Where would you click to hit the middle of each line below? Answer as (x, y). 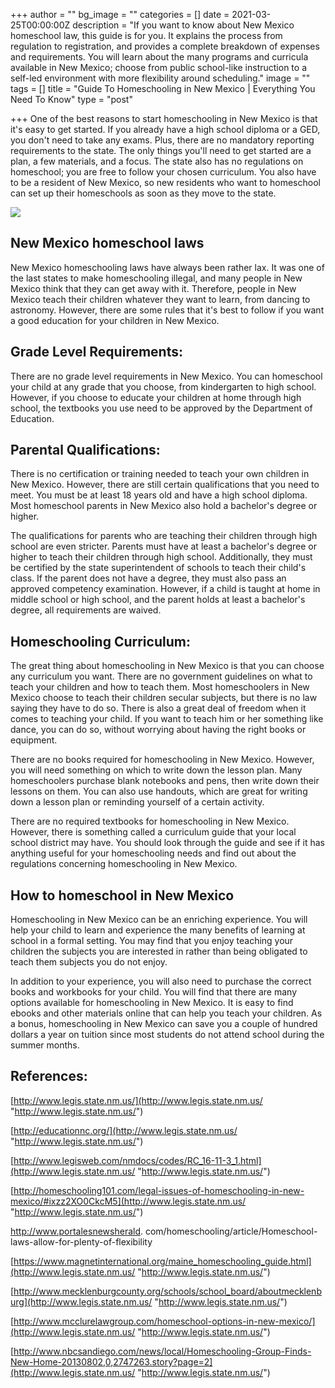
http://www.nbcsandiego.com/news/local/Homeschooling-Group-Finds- (162, 1351)
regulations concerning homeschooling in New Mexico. (124, 864)
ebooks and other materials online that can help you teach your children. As (166, 1013)
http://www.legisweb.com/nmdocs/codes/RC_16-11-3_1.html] (137, 1160)
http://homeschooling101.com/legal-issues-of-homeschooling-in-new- (159, 1190)
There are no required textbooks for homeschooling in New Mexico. (150, 821)
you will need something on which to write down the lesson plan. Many (156, 770)
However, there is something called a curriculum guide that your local (153, 832)
